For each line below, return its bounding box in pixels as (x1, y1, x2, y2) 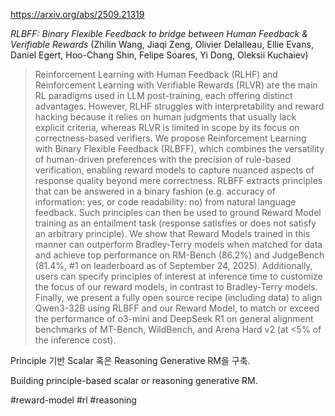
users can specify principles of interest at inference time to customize (34, 270, 323, 282)
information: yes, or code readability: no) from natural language (34, 196, 297, 208)
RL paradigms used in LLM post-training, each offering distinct (34, 90, 293, 101)
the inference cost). (34, 334, 117, 346)
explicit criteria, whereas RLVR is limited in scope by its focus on (34, 122, 300, 133)
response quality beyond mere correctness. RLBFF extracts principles (34, 175, 323, 186)
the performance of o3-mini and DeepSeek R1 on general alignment (34, 313, 314, 324)
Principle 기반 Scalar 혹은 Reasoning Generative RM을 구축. (10, 355, 251, 366)
